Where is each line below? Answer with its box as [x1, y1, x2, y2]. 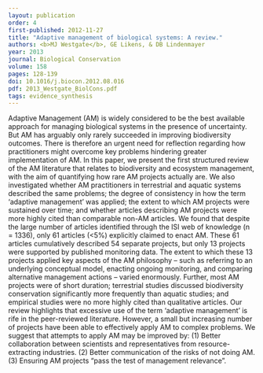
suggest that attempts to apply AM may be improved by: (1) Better [8, 331, 221, 341]
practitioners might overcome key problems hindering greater [8, 147, 207, 157]
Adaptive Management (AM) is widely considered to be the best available [8, 113, 245, 123]
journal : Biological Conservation [8, 56, 122, 64]
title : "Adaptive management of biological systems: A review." [8, 33, 223, 42]
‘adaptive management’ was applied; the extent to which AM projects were [8, 198, 250, 207]
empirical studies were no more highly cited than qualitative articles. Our [8, 297, 243, 307]
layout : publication [8, 11, 76, 20]
